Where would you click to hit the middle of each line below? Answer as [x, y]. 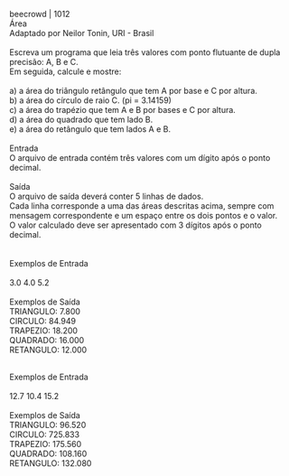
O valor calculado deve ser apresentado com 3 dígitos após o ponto [135, 225]
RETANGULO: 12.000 [48, 350]
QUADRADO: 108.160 [48, 453]
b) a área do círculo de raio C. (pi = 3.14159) [90, 100]
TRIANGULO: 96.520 [48, 425]
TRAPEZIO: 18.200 [44, 331]
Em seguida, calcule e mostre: [65, 71]
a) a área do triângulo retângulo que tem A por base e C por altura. [133, 91]
